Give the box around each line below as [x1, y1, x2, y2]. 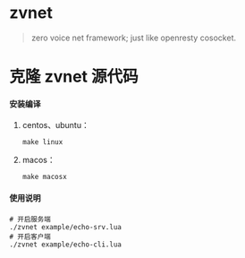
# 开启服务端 [9, 214, 51, 224]
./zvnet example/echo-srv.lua [9, 222, 122, 231]
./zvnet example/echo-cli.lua [9, 240, 122, 249]
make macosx [21, 173, 67, 182]
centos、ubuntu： [21, 120, 89, 131]
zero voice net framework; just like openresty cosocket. [30, 32, 237, 43]
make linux [21, 138, 63, 147]
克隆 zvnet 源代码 [9, 66, 139, 87]
